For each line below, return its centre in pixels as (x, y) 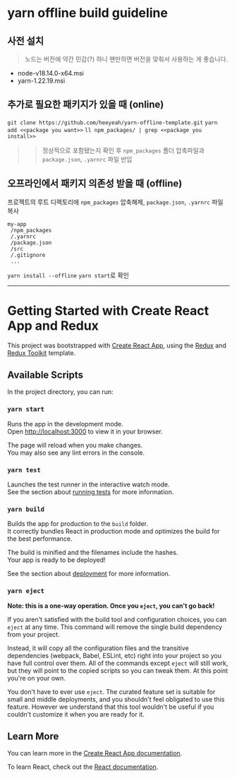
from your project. (34, 634)
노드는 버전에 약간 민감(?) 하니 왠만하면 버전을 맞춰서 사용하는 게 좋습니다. (126, 59)
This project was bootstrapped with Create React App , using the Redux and (117, 345)
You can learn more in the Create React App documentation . (95, 753)
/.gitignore (28, 255)
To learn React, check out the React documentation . (83, 767)
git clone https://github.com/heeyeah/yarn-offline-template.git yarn (113, 122)
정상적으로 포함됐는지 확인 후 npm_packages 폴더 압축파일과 (123, 150)
